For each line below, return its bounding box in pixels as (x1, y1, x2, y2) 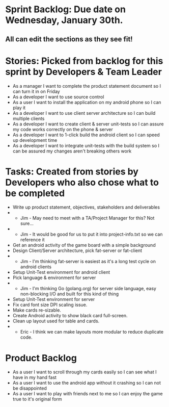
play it (12, 105, 26, 111)
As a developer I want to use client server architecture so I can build (12, 110, 156, 116)
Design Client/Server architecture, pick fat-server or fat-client (12, 247, 143, 253)
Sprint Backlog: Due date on (5, 4, 126, 15)
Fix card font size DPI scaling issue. (12, 302, 88, 308)
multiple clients (12, 115, 45, 121)
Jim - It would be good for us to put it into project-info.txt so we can (20, 231, 163, 238)
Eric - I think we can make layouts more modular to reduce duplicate (20, 329, 164, 335)
